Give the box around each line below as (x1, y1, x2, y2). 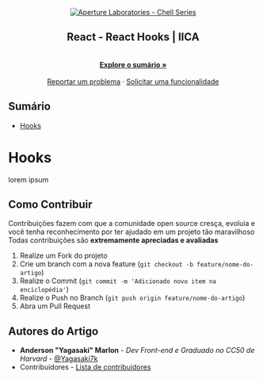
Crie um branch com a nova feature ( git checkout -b (19, 259, 194, 269)
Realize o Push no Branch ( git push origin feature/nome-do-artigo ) (19, 293, 246, 303)
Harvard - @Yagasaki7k (19, 354, 98, 364)
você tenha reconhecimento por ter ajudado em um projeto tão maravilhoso (8, 227, 255, 237)
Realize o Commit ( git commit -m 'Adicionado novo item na (19, 276, 216, 285)
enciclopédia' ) (19, 285, 69, 294)
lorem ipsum (8, 174, 49, 184)
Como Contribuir (8, 197, 93, 211)
